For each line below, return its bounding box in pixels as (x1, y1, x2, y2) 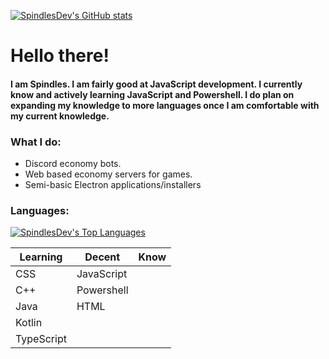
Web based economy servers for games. (24, 168, 193, 180)
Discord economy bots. (24, 158, 122, 170)
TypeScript (15, 332, 67, 346)
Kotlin (15, 316, 43, 330)
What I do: (10, 135, 62, 149)
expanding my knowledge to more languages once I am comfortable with (10, 99, 320, 111)
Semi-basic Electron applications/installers (24, 179, 202, 191)
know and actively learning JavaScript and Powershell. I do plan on (10, 88, 295, 100)
